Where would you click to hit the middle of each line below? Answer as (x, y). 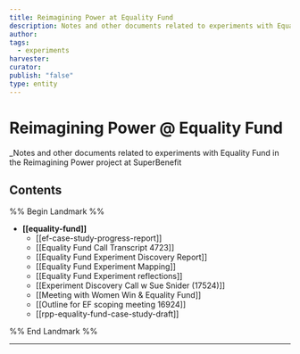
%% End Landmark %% (54, 332)
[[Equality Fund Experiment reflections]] (109, 276)
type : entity (33, 84)
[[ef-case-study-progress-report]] (99, 238)
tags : (19, 42)
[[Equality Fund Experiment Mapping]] (106, 267)
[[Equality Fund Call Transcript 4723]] (105, 248)
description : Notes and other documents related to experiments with (142, 26)
